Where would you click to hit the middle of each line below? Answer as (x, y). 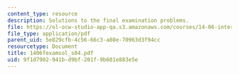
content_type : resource (43, 14)
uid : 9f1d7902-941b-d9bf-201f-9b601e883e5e (73, 60)
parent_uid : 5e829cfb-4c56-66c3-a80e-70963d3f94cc (84, 40)
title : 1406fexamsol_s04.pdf (51, 54)
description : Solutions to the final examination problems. (99, 20)
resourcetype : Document (43, 47)
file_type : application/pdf (49, 33)
